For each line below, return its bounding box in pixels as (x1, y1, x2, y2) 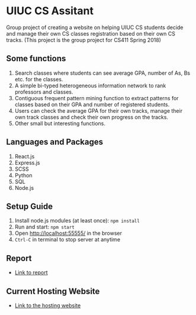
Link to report (14, 269, 49, 276)
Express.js (14, 159, 40, 166)
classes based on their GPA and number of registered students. (14, 101, 170, 108)
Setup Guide (6, 201, 53, 211)
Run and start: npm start (14, 224, 75, 231)
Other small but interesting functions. (14, 120, 105, 127)
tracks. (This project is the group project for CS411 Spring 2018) (6, 36, 162, 43)
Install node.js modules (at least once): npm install (14, 217, 140, 224)
